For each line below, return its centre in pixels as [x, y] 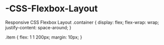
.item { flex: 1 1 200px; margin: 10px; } [44, 37]
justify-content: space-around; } [38, 27]
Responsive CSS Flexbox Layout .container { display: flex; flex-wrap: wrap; [82, 22]
